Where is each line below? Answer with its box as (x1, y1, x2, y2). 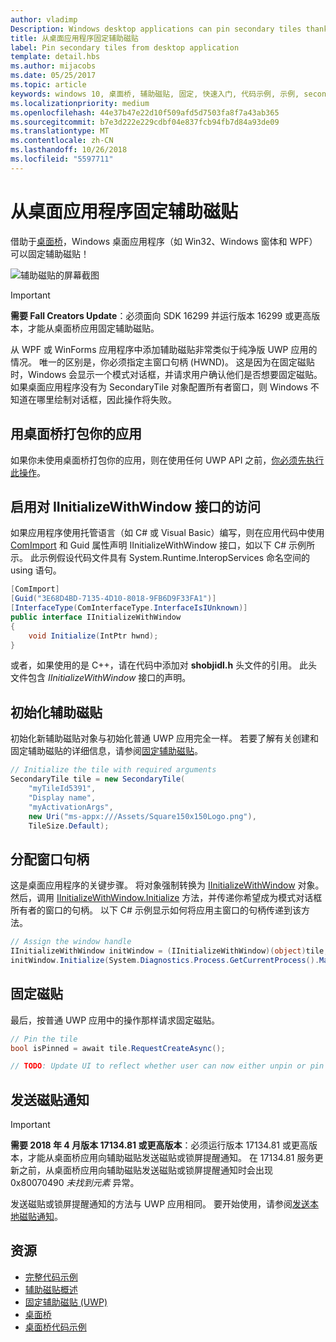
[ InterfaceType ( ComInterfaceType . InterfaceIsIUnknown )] (10, 603, 248, 613)
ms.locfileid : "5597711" (10, 154, 114, 164)
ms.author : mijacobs (10, 61, 97, 71)
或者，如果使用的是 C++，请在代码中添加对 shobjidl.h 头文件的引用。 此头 (10, 659, 318, 671)
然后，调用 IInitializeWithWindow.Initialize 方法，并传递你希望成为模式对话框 (10, 892, 323, 904)
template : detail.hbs (10, 52, 101, 62)
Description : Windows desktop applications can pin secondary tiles (10, 24, 302, 34)
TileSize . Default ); (28, 821, 110, 831)
